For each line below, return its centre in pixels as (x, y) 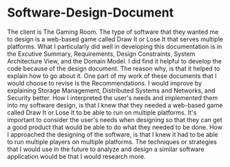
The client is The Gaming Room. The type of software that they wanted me (113, 32)
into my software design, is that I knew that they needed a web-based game (115, 105)
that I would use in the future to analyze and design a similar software (106, 149)
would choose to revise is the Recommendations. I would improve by (104, 83)
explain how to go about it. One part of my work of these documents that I (112, 76)
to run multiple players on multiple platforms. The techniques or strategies (112, 141)
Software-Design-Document (91, 13)
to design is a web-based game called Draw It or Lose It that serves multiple (115, 39)
